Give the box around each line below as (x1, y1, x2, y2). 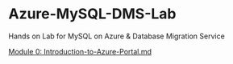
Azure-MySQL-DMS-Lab (8, 5, 177, 23)
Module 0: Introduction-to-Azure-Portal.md (8, 46, 152, 56)
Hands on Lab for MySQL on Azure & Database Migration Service (8, 31, 226, 41)
